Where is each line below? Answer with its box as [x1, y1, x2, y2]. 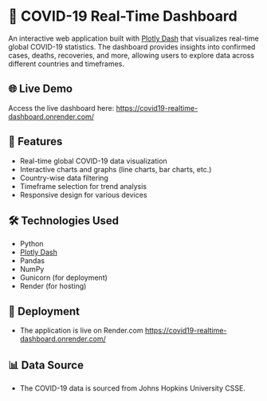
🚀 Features [8, 135, 63, 148]
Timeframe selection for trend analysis [19, 181, 147, 191]
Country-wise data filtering [19, 173, 109, 183]
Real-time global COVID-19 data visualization [19, 155, 167, 166]
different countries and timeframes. [8, 59, 125, 69]
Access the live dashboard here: [8, 103, 115, 112]
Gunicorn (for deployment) [19, 273, 108, 282]
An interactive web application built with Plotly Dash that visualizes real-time [8, 33, 259, 43]
